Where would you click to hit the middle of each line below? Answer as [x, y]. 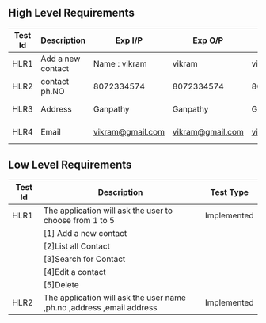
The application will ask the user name [114, 298]
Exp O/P [208, 40]
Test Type [230, 192]
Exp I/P [129, 40]
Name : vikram [120, 63]
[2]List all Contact [77, 246]
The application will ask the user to [108, 211]
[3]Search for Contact [84, 259]
